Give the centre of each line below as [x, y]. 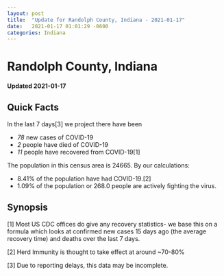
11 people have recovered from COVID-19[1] [78, 152]
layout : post [26, 13]
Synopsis [27, 208]
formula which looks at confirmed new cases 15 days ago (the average [107, 231]
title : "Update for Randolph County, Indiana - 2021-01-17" [96, 20]
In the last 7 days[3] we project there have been [75, 124]
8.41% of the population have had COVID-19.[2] [84, 179]
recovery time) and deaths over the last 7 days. [74, 238]
